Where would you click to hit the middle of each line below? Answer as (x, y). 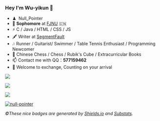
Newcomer (23, 49)
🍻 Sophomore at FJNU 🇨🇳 (39, 23)
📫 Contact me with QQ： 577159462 (49, 60)
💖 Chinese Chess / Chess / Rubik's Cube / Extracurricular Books (77, 54)
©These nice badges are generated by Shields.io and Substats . (69, 114)
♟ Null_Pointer (27, 19)
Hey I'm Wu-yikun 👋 (29, 8)
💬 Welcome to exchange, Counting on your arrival (62, 67)
